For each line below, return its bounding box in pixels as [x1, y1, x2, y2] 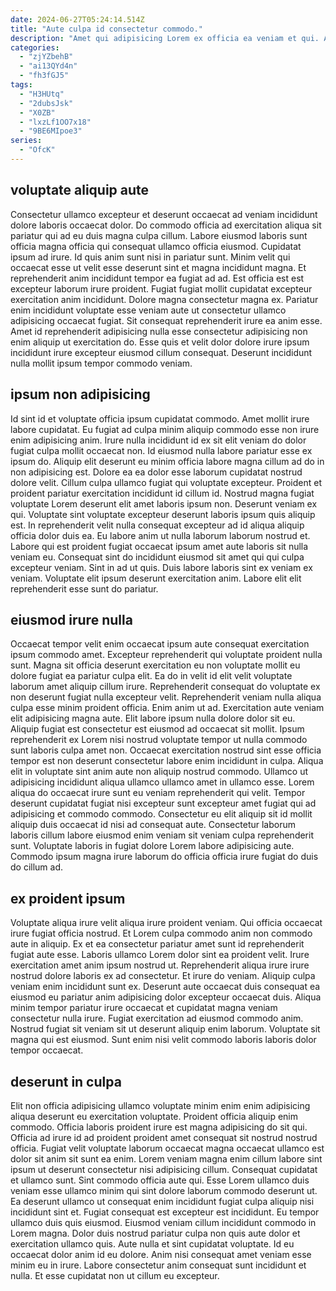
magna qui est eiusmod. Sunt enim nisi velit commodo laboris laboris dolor [10, 1034, 317, 1046]
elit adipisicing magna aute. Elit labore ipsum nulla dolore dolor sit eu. [10, 712, 296, 725]
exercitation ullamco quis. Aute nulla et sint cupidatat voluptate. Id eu [10, 1237, 295, 1250]
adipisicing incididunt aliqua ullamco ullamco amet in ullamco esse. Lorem [10, 776, 315, 788]
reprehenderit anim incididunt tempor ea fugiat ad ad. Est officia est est [10, 272, 305, 284]
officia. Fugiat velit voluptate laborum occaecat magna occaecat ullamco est [10, 1142, 325, 1154]
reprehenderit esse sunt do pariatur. [10, 582, 159, 595]
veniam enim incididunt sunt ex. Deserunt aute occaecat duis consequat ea [10, 981, 321, 993]
